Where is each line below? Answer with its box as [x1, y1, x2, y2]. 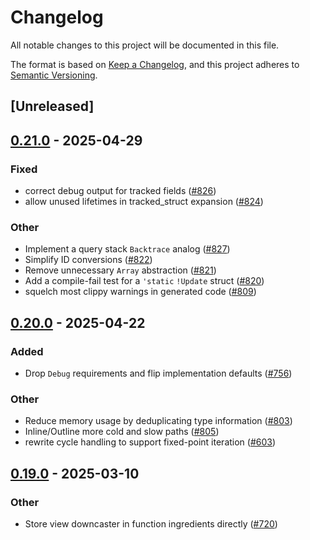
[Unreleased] [10, 98, 95, 115]
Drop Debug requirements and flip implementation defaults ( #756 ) [24, 367, 293, 379]
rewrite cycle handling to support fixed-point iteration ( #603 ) [24, 436, 277, 448]
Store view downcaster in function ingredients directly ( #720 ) [24, 517, 278, 530]
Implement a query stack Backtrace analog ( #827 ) [24, 243, 231, 255]
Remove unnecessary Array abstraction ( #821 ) [24, 264, 217, 276]
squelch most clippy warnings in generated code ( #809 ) [24, 286, 257, 298]
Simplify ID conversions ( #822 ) [24, 254, 153, 266]
